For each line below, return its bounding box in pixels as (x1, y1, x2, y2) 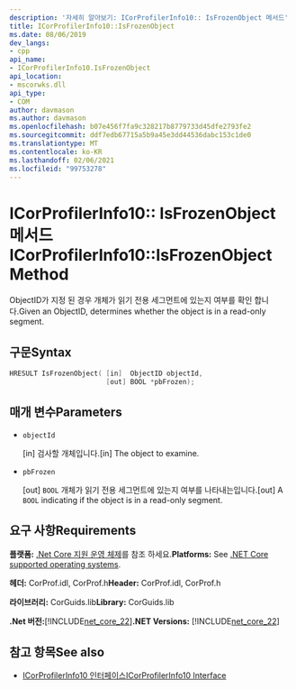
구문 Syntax (9, 344, 72, 360)
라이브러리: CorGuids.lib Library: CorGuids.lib (9, 596, 175, 607)
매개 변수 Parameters (9, 405, 123, 420)
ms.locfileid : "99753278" (9, 164, 106, 173)
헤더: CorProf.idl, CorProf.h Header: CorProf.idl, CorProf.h (9, 577, 221, 588)
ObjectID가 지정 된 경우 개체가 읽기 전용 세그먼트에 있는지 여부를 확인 (9, 295, 253, 306)
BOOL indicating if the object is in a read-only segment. (22, 494, 223, 505)
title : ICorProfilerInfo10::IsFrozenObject (9, 22, 175, 31)
